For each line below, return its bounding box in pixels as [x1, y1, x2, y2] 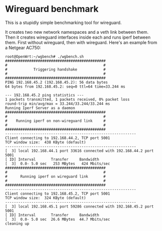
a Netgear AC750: [5, 45, 41, 50]
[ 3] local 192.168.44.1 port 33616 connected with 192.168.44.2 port [5, 148, 154, 153]
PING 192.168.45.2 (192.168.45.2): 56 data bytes [5, 80, 108, 85]
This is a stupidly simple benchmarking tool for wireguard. [5, 20, 122, 25]
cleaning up [5, 221, 29, 226]
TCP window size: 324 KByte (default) [5, 195, 86, 200]
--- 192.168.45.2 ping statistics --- [5, 92, 84, 97]
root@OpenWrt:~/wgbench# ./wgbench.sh [5, 54, 84, 59]
